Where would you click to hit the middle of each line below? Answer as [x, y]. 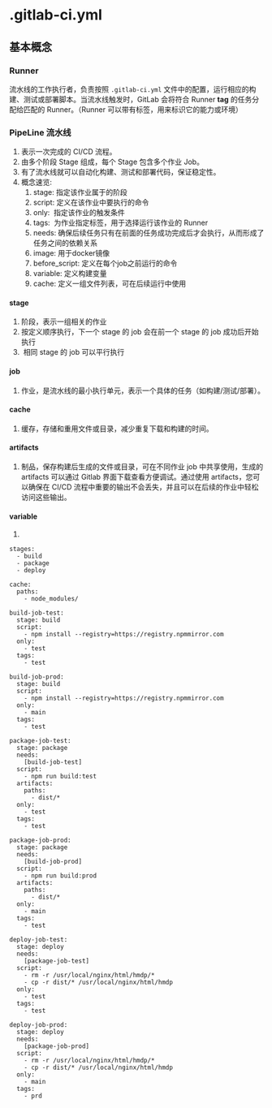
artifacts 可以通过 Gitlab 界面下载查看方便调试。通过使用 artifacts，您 [137, 476]
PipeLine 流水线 [40, 132]
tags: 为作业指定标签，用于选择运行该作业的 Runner [121, 223]
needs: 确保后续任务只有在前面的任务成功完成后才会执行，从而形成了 [149, 233]
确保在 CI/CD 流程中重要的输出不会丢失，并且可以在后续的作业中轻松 [143, 487]
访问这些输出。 [46, 497]
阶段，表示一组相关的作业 [64, 321]
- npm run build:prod [60, 876]
